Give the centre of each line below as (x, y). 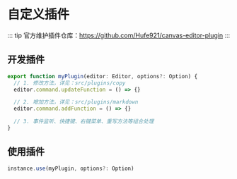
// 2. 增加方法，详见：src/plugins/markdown (76, 102)
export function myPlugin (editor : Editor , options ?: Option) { (103, 76)
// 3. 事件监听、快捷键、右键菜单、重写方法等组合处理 (84, 122)
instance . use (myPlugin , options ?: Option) (71, 168)
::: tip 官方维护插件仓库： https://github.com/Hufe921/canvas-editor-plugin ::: (119, 35)
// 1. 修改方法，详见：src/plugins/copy (70, 83)
